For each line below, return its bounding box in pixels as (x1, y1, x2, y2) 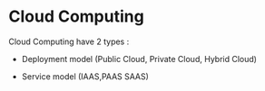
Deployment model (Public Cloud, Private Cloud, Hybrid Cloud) (21, 53, 258, 64)
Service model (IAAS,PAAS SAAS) (21, 70, 149, 82)
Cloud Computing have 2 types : (8, 36, 130, 47)
